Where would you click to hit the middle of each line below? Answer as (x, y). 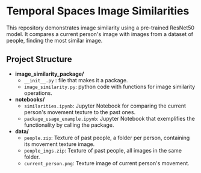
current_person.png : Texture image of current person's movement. (107, 163)
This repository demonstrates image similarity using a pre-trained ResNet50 (100, 28)
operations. (38, 93)
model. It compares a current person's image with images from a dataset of (100, 34)
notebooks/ (30, 99)
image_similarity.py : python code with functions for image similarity (110, 86)
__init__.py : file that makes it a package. (76, 80)
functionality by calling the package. (69, 125)
